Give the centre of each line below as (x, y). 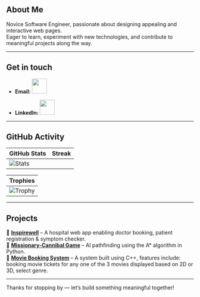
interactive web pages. (34, 30)
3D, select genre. (27, 271)
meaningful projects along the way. (49, 43)
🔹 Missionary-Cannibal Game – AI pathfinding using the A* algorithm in (94, 245)
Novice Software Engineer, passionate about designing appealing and (92, 24)
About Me (25, 10)
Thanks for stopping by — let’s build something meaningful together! (90, 287)
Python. (16, 252)
